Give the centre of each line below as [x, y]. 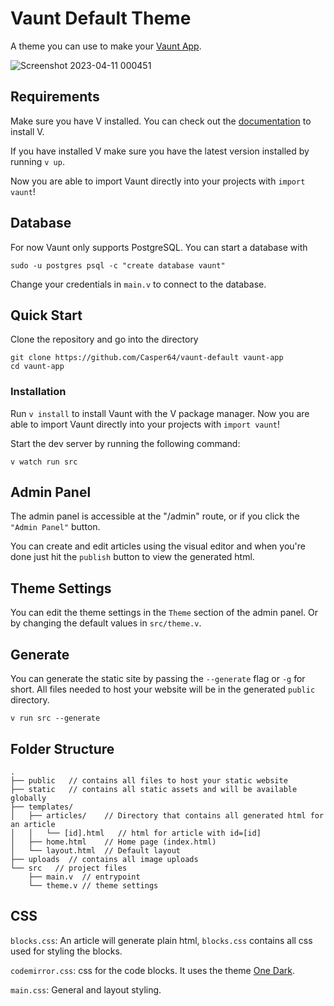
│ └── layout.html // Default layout [96, 850]
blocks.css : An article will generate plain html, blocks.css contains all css [161, 940]
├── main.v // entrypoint [84, 877]
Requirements [55, 97]
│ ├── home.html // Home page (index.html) [113, 842]
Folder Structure [62, 748]
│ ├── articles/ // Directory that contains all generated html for [167, 815]
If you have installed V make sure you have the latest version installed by [160, 151]
